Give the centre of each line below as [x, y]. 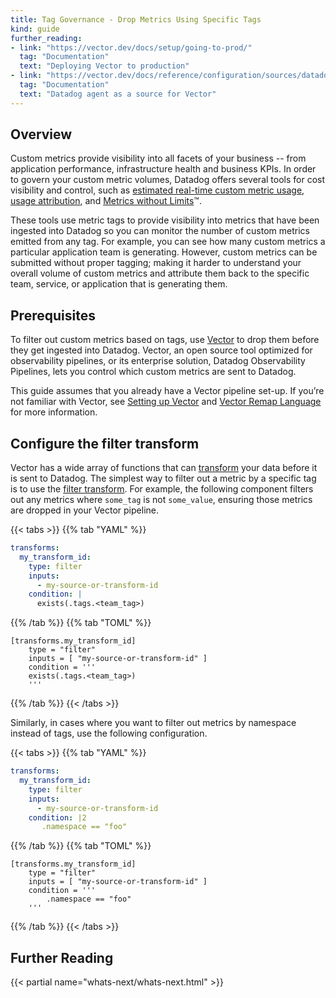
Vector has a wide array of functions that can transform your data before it [164, 468]
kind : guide [35, 29]
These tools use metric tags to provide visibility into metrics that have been [165, 220]
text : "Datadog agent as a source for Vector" [118, 94]
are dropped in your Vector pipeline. [84, 510]
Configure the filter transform [105, 443]
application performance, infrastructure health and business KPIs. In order [163, 169]
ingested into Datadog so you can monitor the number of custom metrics [160, 231]
